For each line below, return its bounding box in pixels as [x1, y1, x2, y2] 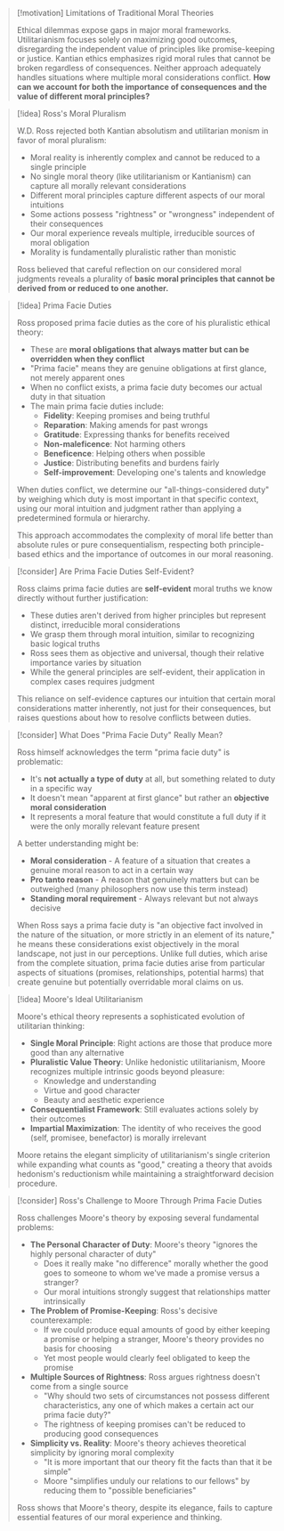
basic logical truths [29, 638, 101, 649]
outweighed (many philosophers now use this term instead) [29, 884, 248, 894]
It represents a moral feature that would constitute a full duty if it [29, 812, 266, 822]
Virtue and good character [43, 1085, 141, 1096]
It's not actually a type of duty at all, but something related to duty [29, 774, 276, 784]
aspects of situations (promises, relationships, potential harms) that [16, 968, 264, 977]
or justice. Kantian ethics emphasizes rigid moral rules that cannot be [16, 53, 272, 63]
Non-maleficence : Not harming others [43, 439, 186, 449]
